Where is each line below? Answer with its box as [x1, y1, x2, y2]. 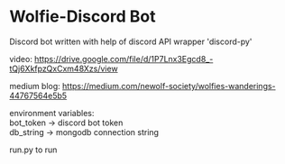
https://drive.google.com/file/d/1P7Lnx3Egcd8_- [34, 53, 214, 64]
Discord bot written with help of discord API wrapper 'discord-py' [9, 36, 253, 47]
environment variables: [9, 107, 95, 118]
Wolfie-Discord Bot [9, 6, 156, 27]
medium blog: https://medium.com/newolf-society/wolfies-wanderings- [9, 80, 277, 91]
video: [9, 53, 33, 64]
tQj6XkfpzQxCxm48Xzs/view [9, 63, 119, 74]
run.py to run [9, 144, 58, 155]
